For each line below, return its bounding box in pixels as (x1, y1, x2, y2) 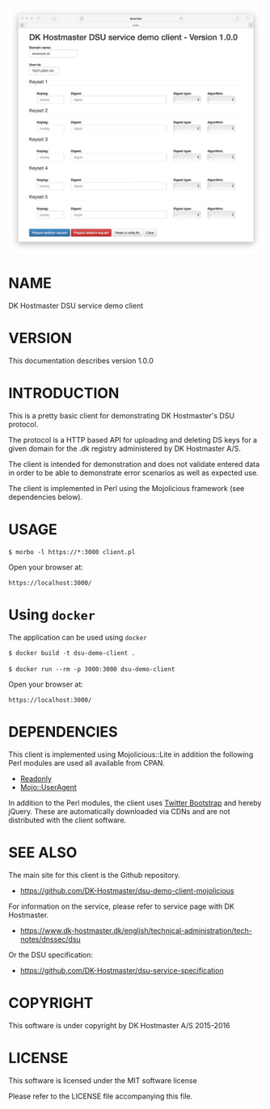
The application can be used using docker (8, 632, 147, 642)
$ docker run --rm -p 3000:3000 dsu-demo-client (8, 665, 175, 673)
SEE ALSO (8, 843, 78, 862)
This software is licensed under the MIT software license (8, 1075, 198, 1085)
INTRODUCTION (8, 384, 120, 402)
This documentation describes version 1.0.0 (8, 356, 154, 366)
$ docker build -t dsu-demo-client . (8, 649, 136, 657)
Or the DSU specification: (8, 950, 94, 960)
